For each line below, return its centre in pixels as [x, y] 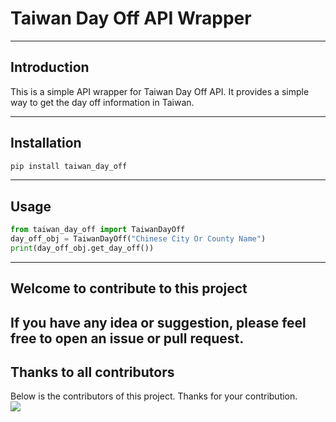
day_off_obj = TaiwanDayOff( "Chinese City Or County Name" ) [138, 239]
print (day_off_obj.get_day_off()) [82, 248]
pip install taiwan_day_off [69, 166]
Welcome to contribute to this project [129, 288]
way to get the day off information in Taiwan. [102, 102]
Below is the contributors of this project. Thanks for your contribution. [154, 396]
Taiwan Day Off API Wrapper [131, 18]
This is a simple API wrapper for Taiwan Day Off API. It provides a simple [160, 91]
